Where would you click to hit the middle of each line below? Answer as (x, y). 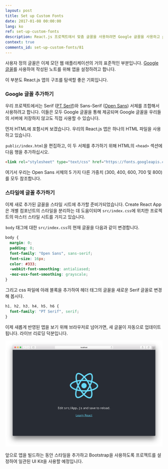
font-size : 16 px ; (28, 259)
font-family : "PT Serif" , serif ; (44, 311)
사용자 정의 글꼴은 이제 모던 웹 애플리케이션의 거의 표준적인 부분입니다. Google (82, 63)
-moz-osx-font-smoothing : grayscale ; (49, 275)
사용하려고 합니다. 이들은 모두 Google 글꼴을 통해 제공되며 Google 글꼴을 (77, 112)
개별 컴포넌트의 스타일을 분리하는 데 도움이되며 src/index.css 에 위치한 (79, 211)
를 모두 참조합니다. (23, 178)
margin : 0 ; (21, 243)
